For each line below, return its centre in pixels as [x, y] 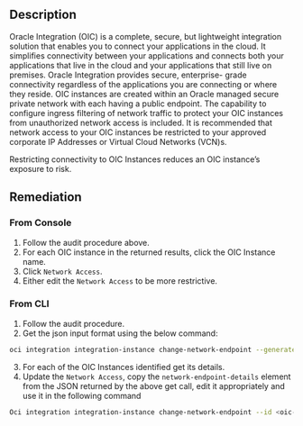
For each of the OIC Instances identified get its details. [124, 367]
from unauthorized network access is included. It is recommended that [141, 122]
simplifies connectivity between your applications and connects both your [147, 55]
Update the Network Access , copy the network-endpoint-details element [156, 376]
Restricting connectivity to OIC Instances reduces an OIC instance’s [135, 159]
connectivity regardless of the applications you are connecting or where [143, 84]
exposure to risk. [41, 168]
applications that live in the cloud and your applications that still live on [141, 65]
